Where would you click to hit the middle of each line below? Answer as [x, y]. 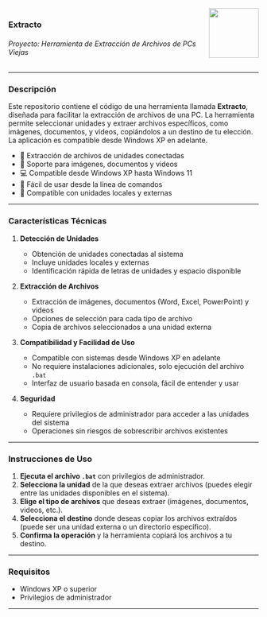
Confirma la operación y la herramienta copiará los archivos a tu [126, 535]
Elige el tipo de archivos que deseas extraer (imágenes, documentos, [134, 502]
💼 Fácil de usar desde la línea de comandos [91, 184]
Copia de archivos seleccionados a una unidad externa [122, 327]
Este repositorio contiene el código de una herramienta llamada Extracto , [128, 107]
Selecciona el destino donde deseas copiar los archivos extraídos [128, 518]
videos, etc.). [41, 510]
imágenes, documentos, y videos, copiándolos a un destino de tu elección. [131, 132]
